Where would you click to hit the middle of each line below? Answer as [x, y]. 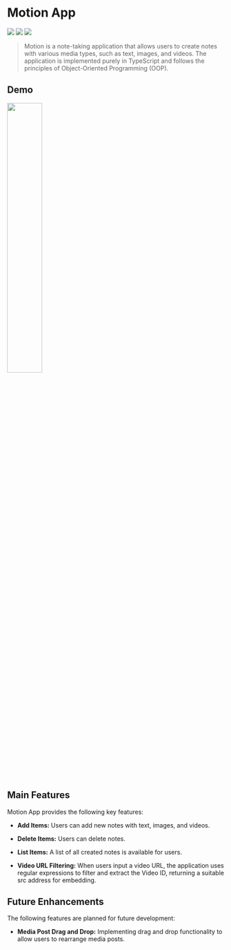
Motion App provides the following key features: [75, 812]
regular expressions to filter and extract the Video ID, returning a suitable [120, 873]
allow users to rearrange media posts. [71, 939]
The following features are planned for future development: [91, 918]
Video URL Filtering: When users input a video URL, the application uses [120, 865]
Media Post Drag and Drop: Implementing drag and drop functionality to [120, 932]
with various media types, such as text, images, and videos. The [115, 53]
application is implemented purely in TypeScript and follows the [114, 61]
